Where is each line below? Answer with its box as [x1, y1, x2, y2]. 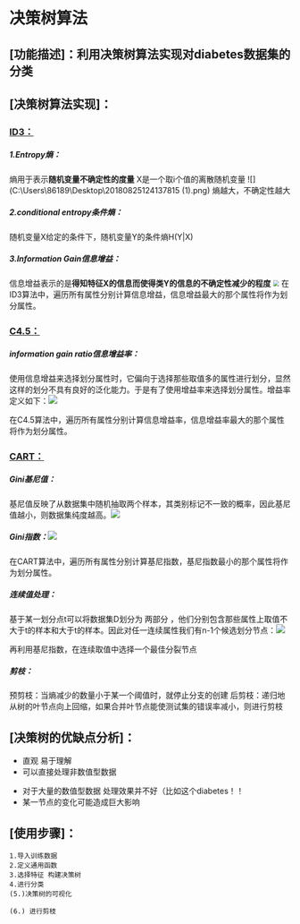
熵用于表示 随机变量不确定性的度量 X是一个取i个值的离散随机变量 [9, 174, 246, 184]
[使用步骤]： [9, 826, 78, 841]
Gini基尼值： [9, 474, 56, 484]
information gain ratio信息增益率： [9, 348, 140, 359]
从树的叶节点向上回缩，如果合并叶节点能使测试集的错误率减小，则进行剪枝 [9, 701, 283, 712]
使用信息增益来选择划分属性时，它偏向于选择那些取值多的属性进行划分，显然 [9, 372, 291, 383]
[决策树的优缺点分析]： [9, 730, 136, 745]
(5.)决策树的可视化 [9, 890, 72, 899]
